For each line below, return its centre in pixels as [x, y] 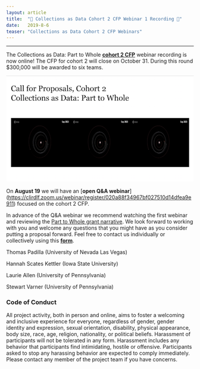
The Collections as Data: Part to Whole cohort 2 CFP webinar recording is [97, 55]
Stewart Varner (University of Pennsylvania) [60, 287]
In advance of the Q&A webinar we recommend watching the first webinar [97, 215]
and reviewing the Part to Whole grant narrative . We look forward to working [100, 221]
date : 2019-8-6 [28, 25]
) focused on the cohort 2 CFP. [51, 203]
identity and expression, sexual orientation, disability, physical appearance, [98, 328]
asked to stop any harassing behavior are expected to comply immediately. [98, 353]
